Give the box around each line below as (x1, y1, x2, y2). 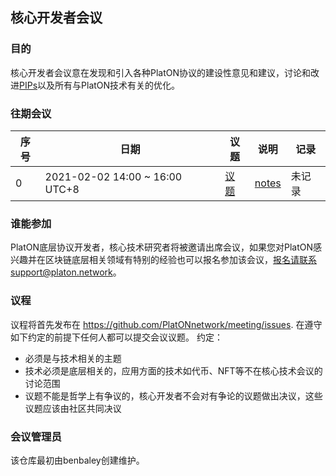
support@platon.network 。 (10, 266, 122, 278)
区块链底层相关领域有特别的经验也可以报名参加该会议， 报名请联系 (44, 254, 317, 266)
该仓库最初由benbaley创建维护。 (10, 454, 145, 466)
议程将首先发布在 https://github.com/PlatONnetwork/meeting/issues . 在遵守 (10, 318, 323, 330)
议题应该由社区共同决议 (24, 402, 122, 414)
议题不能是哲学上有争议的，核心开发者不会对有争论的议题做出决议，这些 (24, 389, 323, 402)
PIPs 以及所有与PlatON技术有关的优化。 (19, 79, 181, 91)
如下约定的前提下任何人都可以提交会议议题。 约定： (10, 331, 223, 343)
